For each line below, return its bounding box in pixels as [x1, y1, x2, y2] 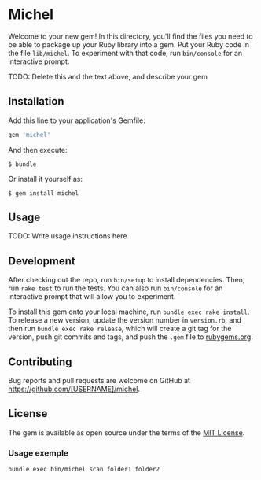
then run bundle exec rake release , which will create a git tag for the [8, 324, 232, 334]
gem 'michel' [8, 131, 51, 138]
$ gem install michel [8, 189, 79, 198]
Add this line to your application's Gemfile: [8, 116, 145, 125]
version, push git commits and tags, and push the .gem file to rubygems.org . [8, 332, 254, 342]
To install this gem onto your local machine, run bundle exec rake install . [8, 307, 250, 316]
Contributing [8, 355, 72, 368]
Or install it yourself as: [8, 174, 83, 183]
